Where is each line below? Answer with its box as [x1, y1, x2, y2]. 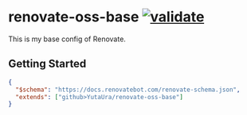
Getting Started [8, 57, 87, 71]
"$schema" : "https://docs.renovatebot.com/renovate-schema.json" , [15, 86, 241, 94]
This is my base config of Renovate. [8, 34, 126, 44]
